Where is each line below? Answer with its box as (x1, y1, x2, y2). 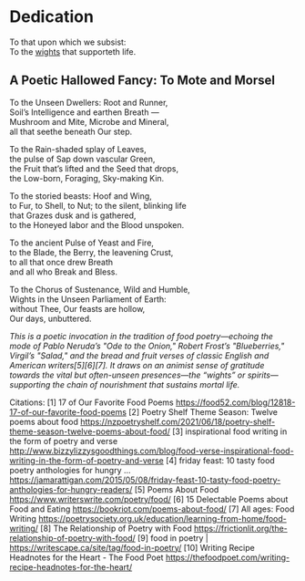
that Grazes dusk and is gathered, (9, 210, 137, 221)
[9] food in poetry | (137, 532, 209, 544)
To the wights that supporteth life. (9, 46, 137, 57)
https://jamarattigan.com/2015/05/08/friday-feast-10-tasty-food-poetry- (9, 474, 281, 485)
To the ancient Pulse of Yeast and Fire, (9, 237, 155, 248)
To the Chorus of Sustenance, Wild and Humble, (9, 284, 191, 295)
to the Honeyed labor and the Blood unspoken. (9, 219, 185, 230)
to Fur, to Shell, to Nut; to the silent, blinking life (9, 200, 187, 211)
